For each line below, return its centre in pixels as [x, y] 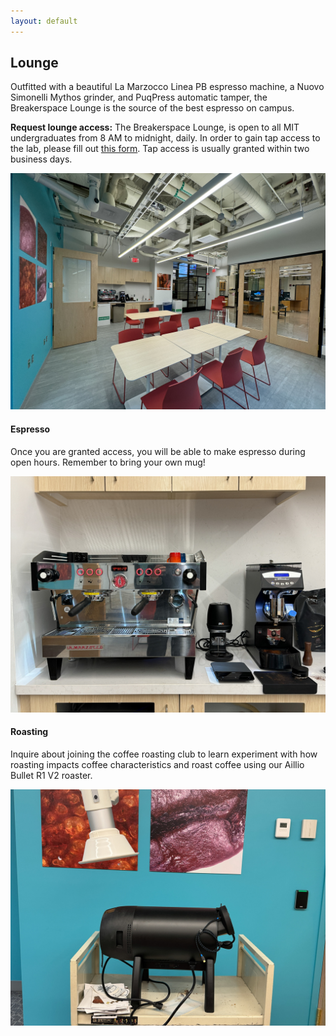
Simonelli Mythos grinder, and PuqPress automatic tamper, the [139, 97]
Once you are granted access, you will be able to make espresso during [158, 451]
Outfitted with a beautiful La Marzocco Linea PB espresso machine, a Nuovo [167, 87]
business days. [41, 159]
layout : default [44, 21]
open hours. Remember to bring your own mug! [108, 462]
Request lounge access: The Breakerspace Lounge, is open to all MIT [155, 127]
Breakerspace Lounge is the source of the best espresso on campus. [152, 108]
